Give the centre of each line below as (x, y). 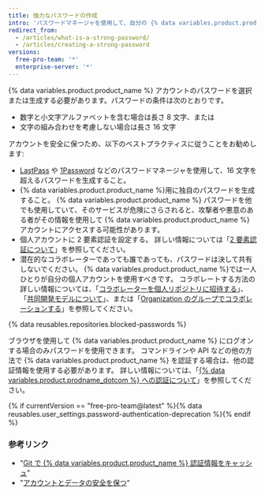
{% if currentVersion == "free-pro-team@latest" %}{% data (105, 405)
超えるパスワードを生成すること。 (75, 180)
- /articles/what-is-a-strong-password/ (82, 37)
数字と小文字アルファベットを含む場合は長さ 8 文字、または (117, 117)
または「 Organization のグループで (169, 298)
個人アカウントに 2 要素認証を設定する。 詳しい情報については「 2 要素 (134, 239)
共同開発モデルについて (65, 298)
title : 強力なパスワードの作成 (53, 15)
